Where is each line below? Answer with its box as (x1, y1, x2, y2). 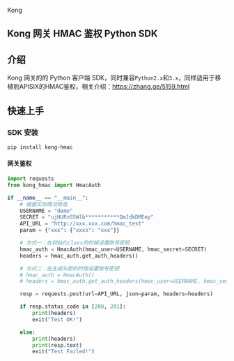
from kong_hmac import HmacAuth (7, 182, 101, 189)
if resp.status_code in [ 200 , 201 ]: (19, 303, 127, 310)
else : (19, 328, 36, 336)
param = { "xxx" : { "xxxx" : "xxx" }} (19, 227, 120, 234)
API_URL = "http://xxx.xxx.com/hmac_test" (19, 220, 145, 228)
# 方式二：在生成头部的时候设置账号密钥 (19, 265, 120, 272)
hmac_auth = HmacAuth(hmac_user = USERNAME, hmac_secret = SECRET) (19, 246, 208, 253)
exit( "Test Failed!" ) (32, 348, 95, 355)
